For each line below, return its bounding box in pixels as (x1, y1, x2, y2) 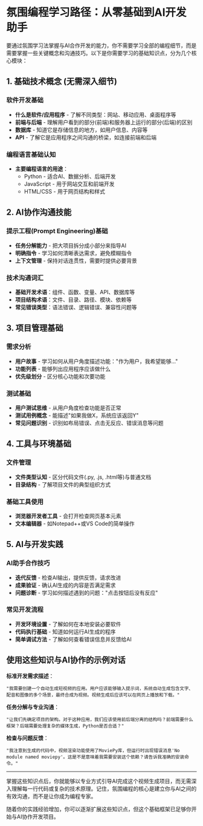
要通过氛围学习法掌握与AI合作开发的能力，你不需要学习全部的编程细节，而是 (6, 42, 197, 49)
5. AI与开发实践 (6, 539, 63, 549)
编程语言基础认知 (6, 150, 56, 159)
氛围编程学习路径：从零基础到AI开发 (6, 5, 187, 19)
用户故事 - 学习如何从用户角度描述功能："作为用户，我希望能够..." (14, 358, 178, 365)
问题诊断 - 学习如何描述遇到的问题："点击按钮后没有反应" (14, 589, 158, 596)
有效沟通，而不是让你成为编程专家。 (6, 792, 97, 799)
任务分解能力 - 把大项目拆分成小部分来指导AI (14, 241, 127, 249)
